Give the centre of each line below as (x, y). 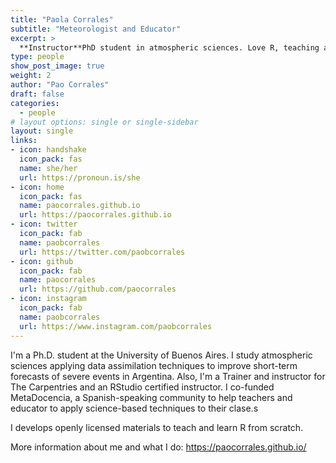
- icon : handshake (48, 150)
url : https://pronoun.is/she (80, 177)
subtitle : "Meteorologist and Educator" (96, 29)
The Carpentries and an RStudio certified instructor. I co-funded (142, 387)
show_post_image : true (57, 66)
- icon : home (37, 187)
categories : (35, 103)
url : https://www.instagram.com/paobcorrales (116, 326)
